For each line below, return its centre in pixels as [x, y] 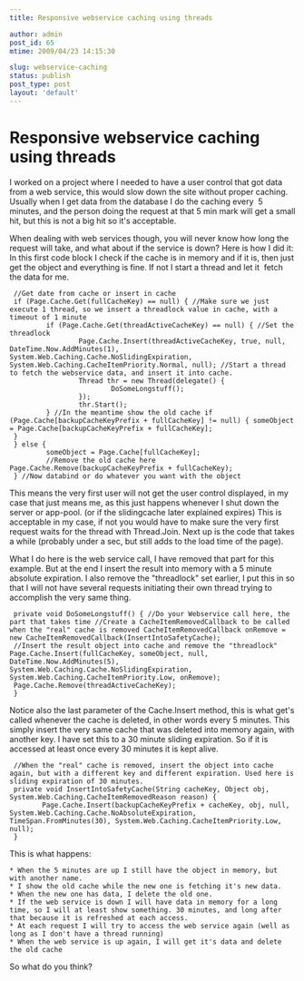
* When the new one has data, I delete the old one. [111, 894]
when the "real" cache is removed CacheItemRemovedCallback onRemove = [147, 630]
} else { [30, 444]
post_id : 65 [32, 43]
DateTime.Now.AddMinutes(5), [64, 662]
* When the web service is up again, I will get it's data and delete [146, 942]
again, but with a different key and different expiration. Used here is [152, 773]
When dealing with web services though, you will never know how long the [149, 238]
